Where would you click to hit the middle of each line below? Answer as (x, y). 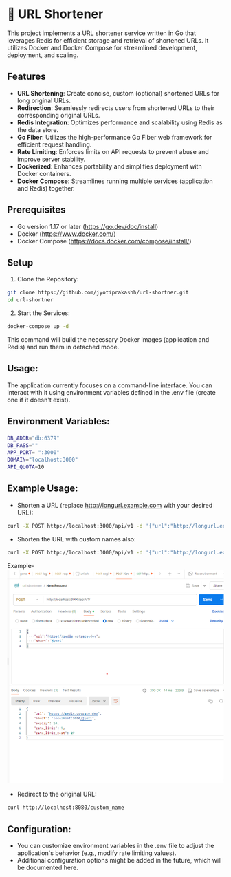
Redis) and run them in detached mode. (63, 347)
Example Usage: (43, 489)
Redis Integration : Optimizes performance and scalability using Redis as (120, 122)
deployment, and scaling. (43, 55)
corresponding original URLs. (58, 115)
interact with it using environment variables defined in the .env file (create (112, 392)
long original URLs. (44, 100)
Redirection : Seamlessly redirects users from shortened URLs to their (116, 108)
